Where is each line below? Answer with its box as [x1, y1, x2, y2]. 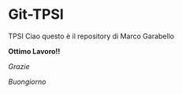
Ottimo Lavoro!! [8, 46, 61, 56]
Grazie [8, 61, 30, 71]
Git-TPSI [8, 5, 65, 23]
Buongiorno [8, 77, 46, 86]
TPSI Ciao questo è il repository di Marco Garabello [8, 31, 175, 41]
